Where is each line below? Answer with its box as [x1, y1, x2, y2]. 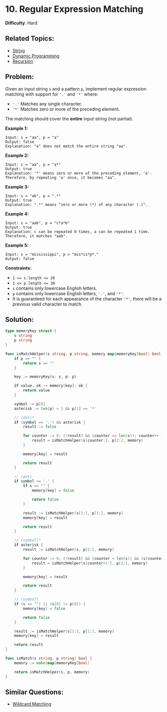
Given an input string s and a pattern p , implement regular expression [5, 86, 147, 92]
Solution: [5, 315, 34, 324]
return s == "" [23, 361, 55, 366]
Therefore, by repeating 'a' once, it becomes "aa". [5, 175, 117, 180]
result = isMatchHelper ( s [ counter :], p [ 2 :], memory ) [31, 438, 144, 443]
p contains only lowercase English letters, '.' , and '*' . [12, 290, 125, 297]
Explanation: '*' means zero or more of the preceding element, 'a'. [5, 171, 153, 176]
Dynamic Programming [12, 53, 60, 59]
